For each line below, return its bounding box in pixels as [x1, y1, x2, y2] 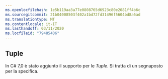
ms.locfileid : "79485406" [5, 31, 59, 36]
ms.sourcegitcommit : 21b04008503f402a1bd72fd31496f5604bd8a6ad [5, 12, 141, 17]
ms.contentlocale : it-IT [5, 21, 57, 27]
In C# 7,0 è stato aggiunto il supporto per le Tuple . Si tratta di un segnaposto [5, 62, 163, 68]
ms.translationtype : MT [5, 17, 55, 22]
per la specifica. [5, 68, 39, 74]
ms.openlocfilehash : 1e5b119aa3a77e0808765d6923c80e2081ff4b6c [5, 7, 141, 13]
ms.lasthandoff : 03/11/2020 [5, 26, 64, 31]
